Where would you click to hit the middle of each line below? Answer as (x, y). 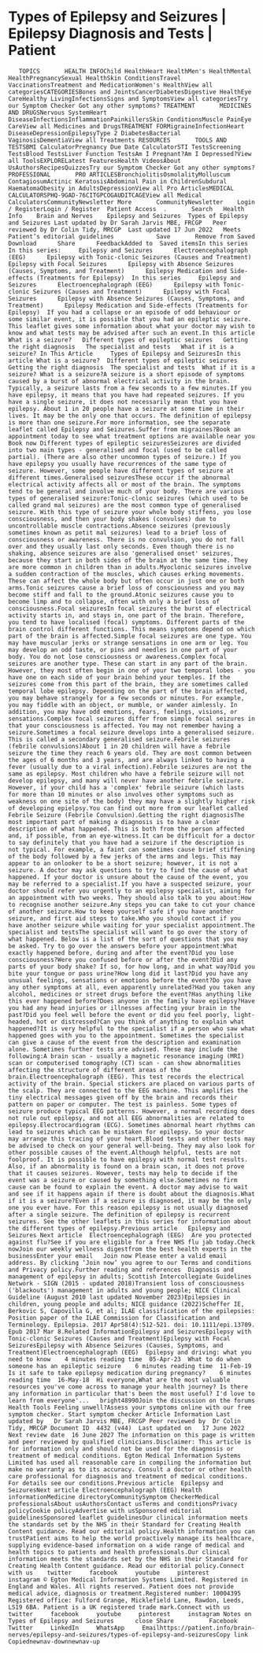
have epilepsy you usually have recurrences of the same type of (117, 464)
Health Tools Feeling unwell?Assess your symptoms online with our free (130, 1407)
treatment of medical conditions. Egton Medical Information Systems (125, 1455)
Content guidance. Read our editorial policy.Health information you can (132, 1531)
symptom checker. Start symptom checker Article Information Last (119, 1414)
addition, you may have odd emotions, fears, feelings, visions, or (123, 712)
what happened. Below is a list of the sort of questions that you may (128, 939)
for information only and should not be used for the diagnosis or (121, 1448)
